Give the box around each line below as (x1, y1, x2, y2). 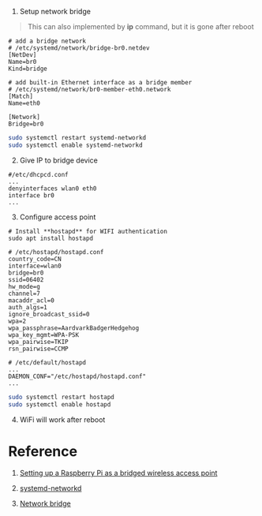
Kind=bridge (8, 65, 47, 73)
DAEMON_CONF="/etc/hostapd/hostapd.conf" (8, 372, 147, 380)
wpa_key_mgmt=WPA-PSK (8, 331, 80, 338)
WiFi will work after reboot (19, 414, 106, 424)
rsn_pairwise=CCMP (8, 345, 69, 353)
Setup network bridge (19, 7, 91, 16)
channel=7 (8, 290, 41, 297)
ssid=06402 (8, 275, 44, 283)
